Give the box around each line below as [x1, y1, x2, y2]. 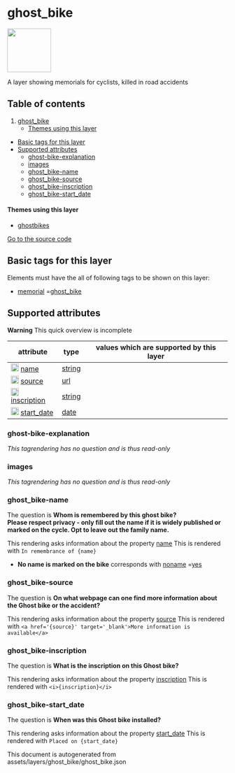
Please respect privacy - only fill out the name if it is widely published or [7, 519, 222, 527]
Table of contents [7, 98, 85, 110]
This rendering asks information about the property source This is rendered [7, 614, 225, 623]
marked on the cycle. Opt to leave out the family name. [7, 526, 169, 534]
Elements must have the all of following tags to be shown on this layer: [7, 273, 210, 282]
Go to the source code [7, 234, 72, 243]
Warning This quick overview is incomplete [7, 326, 133, 334]
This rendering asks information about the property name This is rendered [7, 540, 221, 548]
